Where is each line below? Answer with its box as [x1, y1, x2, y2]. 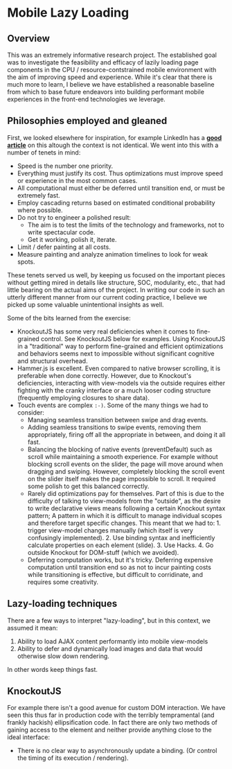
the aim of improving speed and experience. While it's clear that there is [7, 73, 213, 81]
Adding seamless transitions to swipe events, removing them [27, 423, 202, 431]
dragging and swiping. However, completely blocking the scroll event [27, 467, 225, 476]
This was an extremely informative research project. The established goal [7, 51, 217, 59]
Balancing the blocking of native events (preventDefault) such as [27, 445, 213, 453]
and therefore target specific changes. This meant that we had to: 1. [27, 519, 222, 527]
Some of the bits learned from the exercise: [7, 313, 132, 322]
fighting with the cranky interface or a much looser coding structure [17, 386, 211, 395]
